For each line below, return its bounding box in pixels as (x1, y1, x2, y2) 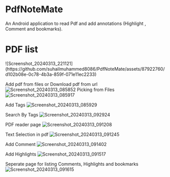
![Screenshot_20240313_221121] (5, 60, 73, 67)
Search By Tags (5, 111, 39, 117)
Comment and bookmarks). (5, 25, 63, 32)
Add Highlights (5, 151, 37, 157)
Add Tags (5, 102, 25, 108)
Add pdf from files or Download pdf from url (5, 81, 98, 87)
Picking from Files (77, 86, 115, 93)
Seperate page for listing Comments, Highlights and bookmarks (5, 161, 138, 167)
